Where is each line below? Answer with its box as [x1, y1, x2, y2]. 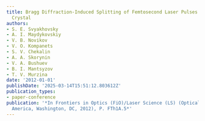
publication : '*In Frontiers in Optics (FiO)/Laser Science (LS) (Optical [6, 100, 201, 106]
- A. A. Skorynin [6, 54, 51, 61]
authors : [6, 20, 29, 26]
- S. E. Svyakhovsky [6, 26, 59, 32]
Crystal [12, 15, 32, 21]
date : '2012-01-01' [6, 77, 56, 83]
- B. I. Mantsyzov [6, 65, 53, 72]
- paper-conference [6, 94, 56, 100]
